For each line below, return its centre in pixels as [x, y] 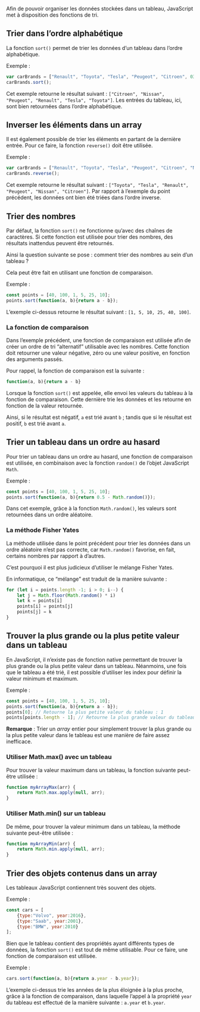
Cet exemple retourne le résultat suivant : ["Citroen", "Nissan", [85, 93]
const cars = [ [25, 910]
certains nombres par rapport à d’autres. [56, 556]
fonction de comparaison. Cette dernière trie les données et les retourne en [99, 399]
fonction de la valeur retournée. [45, 405]
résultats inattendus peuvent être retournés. [60, 243]
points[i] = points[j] [45, 606]
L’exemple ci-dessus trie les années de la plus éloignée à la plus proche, [95, 990]
